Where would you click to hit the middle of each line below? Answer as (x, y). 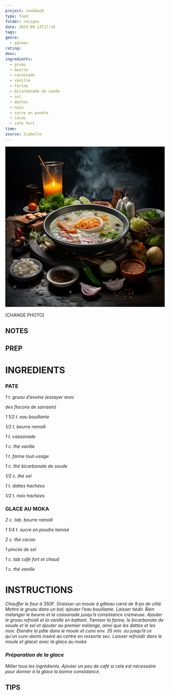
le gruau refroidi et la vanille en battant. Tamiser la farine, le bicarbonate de (84, 620)
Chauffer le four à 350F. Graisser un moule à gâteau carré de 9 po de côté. (84, 604)
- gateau (19, 43)
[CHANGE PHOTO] (25, 315)
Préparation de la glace (35, 655)
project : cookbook (25, 11)
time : (11, 129)
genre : (12, 38)
